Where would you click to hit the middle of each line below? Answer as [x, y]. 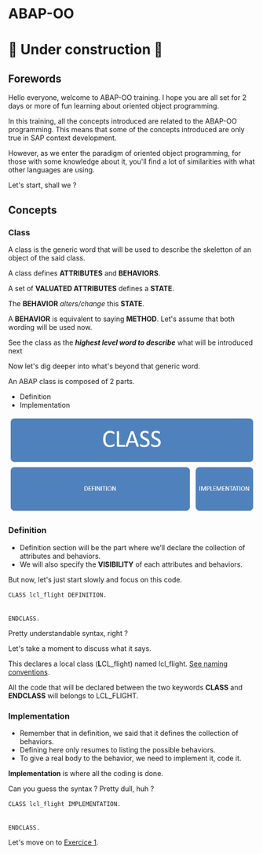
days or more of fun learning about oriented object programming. [114, 106]
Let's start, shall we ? [42, 185]
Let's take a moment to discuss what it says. [80, 648]
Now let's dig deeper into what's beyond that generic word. [104, 366]
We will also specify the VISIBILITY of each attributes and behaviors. [131, 564]
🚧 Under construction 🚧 [86, 50]
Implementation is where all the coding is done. [86, 773]
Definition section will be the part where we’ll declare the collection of [132, 547]
